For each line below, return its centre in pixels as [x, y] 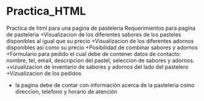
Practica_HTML [46, 11]
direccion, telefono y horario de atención [66, 91]
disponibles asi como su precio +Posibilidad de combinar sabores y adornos [102, 47]
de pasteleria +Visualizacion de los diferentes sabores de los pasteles [94, 34]
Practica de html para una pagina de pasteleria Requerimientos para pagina [101, 28]
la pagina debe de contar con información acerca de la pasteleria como [105, 85]
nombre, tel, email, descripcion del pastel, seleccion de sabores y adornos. [100, 60]
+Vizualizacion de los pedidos [44, 73]
